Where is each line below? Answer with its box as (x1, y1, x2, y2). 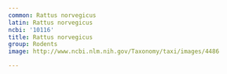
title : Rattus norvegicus (8, 33, 93, 41)
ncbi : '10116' (8, 26, 55, 33)
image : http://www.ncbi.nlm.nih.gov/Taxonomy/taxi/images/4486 (8, 48, 220, 55)
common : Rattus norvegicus (8, 11, 97, 19)
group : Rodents (8, 41, 58, 48)
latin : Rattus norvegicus (8, 19, 93, 26)
